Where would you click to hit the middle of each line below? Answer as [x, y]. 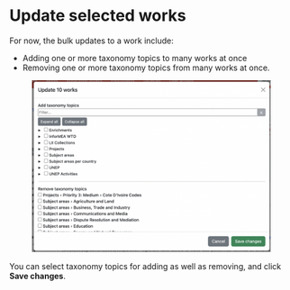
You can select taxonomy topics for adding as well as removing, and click [145, 266]
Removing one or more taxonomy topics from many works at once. [146, 68]
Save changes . [37, 276]
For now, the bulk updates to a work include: [91, 41]
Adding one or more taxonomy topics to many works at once [135, 58]
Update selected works [98, 16]
